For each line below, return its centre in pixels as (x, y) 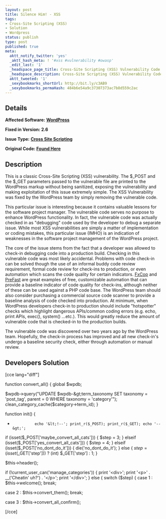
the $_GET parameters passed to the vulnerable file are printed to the (76, 182)
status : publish (22, 38)
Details (16, 108)
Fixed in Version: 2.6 (27, 130)
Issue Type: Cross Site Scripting (39, 139)
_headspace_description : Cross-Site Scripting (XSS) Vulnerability (81, 74)
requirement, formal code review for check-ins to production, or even (76, 269)
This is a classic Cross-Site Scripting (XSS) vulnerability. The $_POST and (80, 176)
